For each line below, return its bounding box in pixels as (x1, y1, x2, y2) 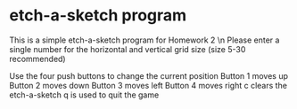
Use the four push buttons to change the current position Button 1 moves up (9, 70, 288, 81)
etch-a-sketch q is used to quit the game (9, 90, 160, 100)
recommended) (9, 53, 66, 64)
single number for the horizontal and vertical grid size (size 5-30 (9, 43, 246, 54)
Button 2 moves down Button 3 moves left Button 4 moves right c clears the (9, 80, 288, 90)
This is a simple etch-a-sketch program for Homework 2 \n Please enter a (9, 35, 280, 45)
